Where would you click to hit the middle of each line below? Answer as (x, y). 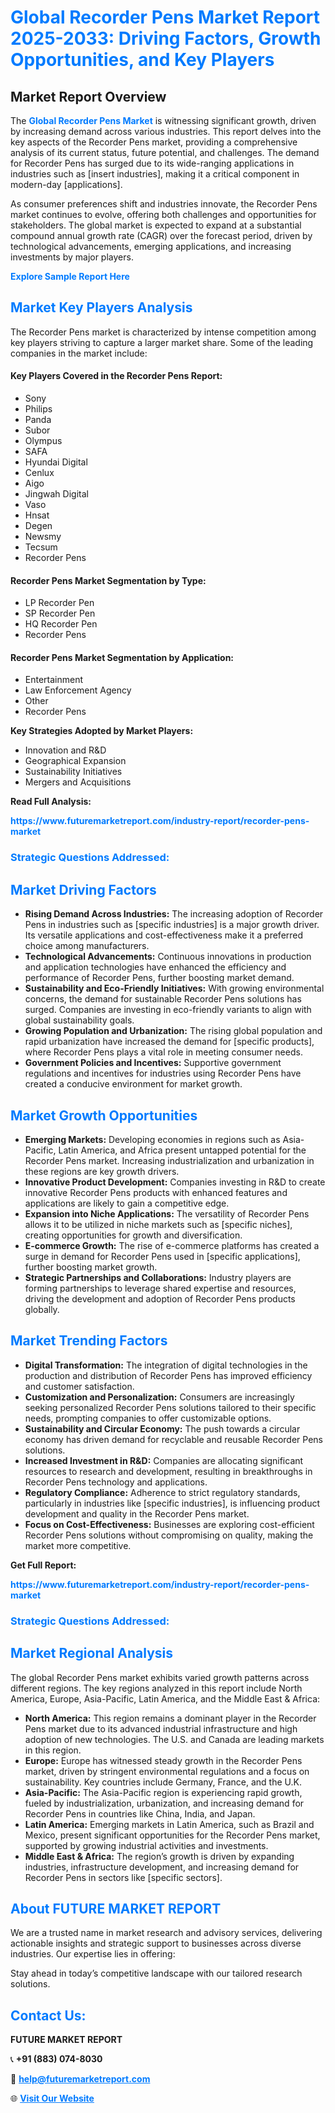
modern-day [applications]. (66, 184)
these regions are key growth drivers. (102, 1171)
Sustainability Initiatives (73, 772)
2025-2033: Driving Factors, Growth (166, 38)
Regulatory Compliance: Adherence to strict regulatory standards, (162, 1492)
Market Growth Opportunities (104, 1115)
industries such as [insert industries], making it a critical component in (155, 174)
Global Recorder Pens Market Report (165, 17)
